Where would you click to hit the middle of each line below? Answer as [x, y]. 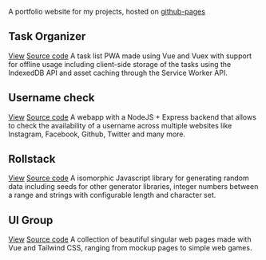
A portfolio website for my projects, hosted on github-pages [107, 12]
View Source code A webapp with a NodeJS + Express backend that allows [133, 117]
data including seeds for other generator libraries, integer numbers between [133, 187]
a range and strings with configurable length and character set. [112, 195]
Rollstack [32, 159]
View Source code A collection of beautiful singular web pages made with [130, 239]
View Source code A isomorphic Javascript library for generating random [129, 178]
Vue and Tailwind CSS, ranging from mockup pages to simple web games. [130, 248]
